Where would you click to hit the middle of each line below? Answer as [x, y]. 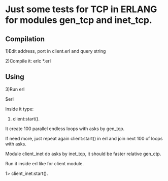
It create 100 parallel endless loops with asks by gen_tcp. [65, 129]
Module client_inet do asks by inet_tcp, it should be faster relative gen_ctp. [83, 154]
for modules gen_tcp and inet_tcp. [79, 20]
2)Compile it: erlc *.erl [28, 61]
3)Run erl [15, 89]
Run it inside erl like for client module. [44, 163]
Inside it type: [20, 109]
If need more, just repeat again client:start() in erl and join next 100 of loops [84, 138]
